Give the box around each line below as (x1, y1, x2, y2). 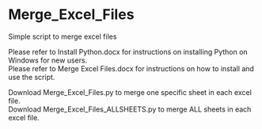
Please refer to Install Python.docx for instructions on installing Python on (8, 47, 248, 56)
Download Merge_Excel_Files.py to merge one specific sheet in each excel (8, 87, 252, 97)
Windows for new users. (8, 55, 88, 65)
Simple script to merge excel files (8, 32, 117, 41)
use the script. (8, 72, 55, 82)
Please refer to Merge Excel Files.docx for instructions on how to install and (8, 63, 255, 73)
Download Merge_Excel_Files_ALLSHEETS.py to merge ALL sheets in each (8, 104, 252, 114)
